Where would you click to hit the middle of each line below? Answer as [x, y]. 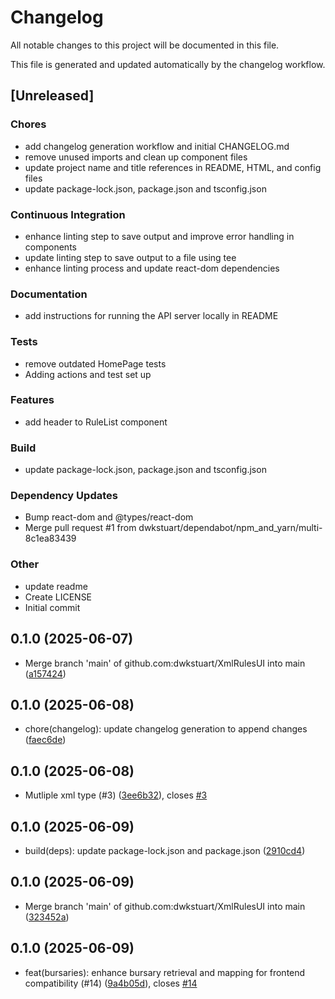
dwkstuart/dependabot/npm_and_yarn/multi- [230, 528]
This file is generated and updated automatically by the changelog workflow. [168, 64]
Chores [28, 124]
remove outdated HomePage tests [95, 363]
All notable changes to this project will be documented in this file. [145, 45]
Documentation [49, 294]
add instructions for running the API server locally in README [151, 316]
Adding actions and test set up [88, 374]
